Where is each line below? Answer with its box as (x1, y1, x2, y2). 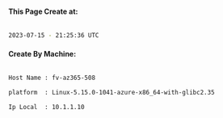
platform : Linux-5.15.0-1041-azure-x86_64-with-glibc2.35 (8, 89, 216, 97)
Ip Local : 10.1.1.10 (8, 103, 85, 112)
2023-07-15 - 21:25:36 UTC (8, 32, 99, 40)
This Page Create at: (8, 6, 78, 16)
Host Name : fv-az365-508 (8, 74, 95, 82)
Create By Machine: (8, 48, 77, 58)
